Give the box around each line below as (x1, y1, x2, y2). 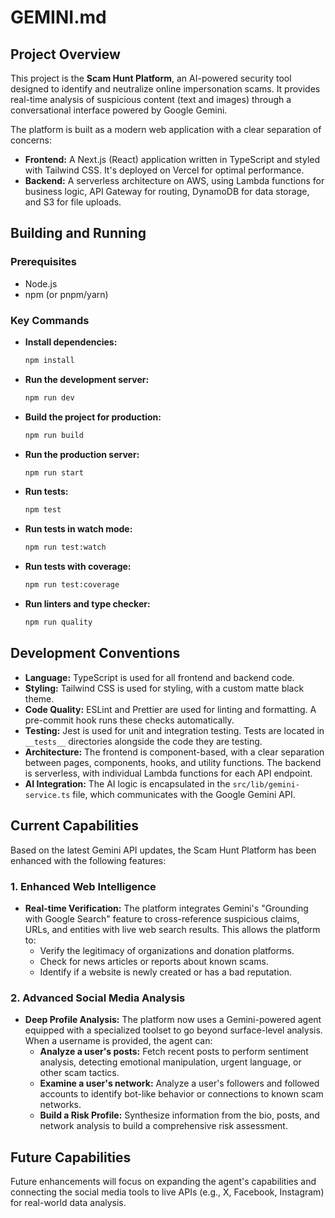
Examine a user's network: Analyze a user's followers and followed (39, 1077, 320, 1090)
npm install (24, 355, 75, 365)
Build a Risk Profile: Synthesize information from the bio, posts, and (39, 1109, 320, 1121)
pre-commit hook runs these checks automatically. (24, 714, 235, 726)
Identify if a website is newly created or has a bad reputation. (39, 966, 292, 978)
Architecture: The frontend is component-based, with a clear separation (24, 746, 325, 758)
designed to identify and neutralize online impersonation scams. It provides (10, 83, 321, 95)
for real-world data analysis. (10, 1197, 127, 1209)
